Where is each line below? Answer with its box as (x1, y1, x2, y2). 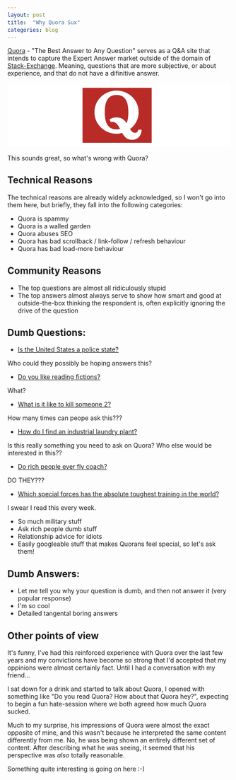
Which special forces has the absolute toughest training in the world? (17, 490, 220, 499)
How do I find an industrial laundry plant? (17, 428, 138, 436)
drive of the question (17, 306, 79, 315)
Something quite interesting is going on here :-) (7, 764, 145, 773)
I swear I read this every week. (7, 503, 97, 512)
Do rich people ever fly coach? (17, 462, 107, 471)
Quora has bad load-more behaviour (17, 244, 124, 252)
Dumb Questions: (7, 326, 86, 339)
